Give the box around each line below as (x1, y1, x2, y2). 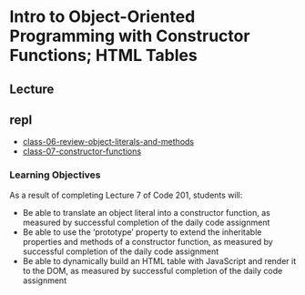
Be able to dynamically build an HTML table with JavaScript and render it (22, 255, 297, 266)
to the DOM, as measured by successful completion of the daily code (22, 265, 283, 276)
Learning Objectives (9, 168, 102, 181)
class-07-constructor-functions (22, 146, 142, 157)
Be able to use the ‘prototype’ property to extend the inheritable (22, 226, 262, 238)
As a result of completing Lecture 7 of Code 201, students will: (9, 189, 243, 200)
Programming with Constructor (9, 25, 250, 46)
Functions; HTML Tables (9, 46, 198, 66)
